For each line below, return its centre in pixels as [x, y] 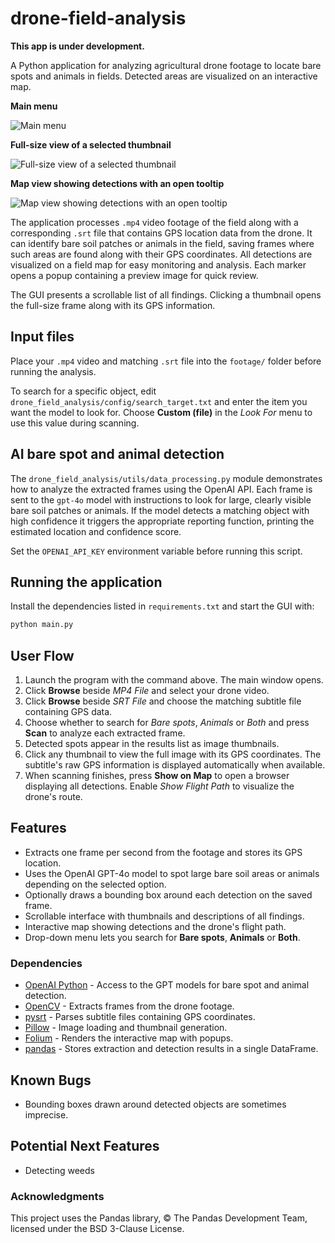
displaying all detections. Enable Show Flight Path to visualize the [159, 786]
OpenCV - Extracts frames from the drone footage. [129, 1006]
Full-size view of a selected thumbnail [91, 144]
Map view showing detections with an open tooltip [117, 183]
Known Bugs [51, 1080]
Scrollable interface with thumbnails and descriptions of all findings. [164, 916]
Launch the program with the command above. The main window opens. [174, 680]
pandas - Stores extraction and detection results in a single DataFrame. [171, 1049]
